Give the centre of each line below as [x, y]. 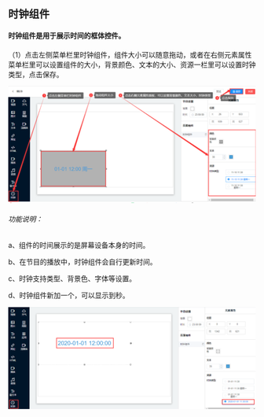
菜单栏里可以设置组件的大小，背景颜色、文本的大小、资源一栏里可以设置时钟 [132, 65]
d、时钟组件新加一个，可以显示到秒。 [69, 295]
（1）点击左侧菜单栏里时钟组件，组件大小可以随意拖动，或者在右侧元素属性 [130, 54]
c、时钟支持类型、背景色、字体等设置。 [72, 279]
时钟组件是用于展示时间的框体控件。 [67, 35]
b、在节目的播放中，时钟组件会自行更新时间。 [82, 262]
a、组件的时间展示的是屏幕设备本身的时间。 [79, 245]
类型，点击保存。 [36, 74]
